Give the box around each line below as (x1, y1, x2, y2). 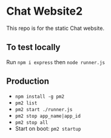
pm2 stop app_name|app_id (15, 113, 81, 119)
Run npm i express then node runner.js (6, 58, 105, 65)
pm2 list (15, 100, 38, 106)
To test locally (6, 42, 61, 53)
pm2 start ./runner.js (15, 106, 73, 112)
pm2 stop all (15, 119, 49, 126)
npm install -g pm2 (15, 93, 65, 100)
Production (6, 76, 50, 87)
